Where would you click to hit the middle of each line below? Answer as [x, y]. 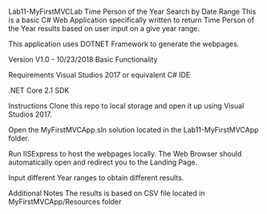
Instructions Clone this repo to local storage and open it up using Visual [126, 106]
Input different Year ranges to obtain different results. [96, 178]
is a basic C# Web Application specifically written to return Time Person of [131, 20]
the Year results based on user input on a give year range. [104, 28]
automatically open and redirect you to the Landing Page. [103, 162]
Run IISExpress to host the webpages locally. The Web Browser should [125, 154]
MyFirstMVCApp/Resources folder [65, 202]
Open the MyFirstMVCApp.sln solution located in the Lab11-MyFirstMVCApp [133, 130]
